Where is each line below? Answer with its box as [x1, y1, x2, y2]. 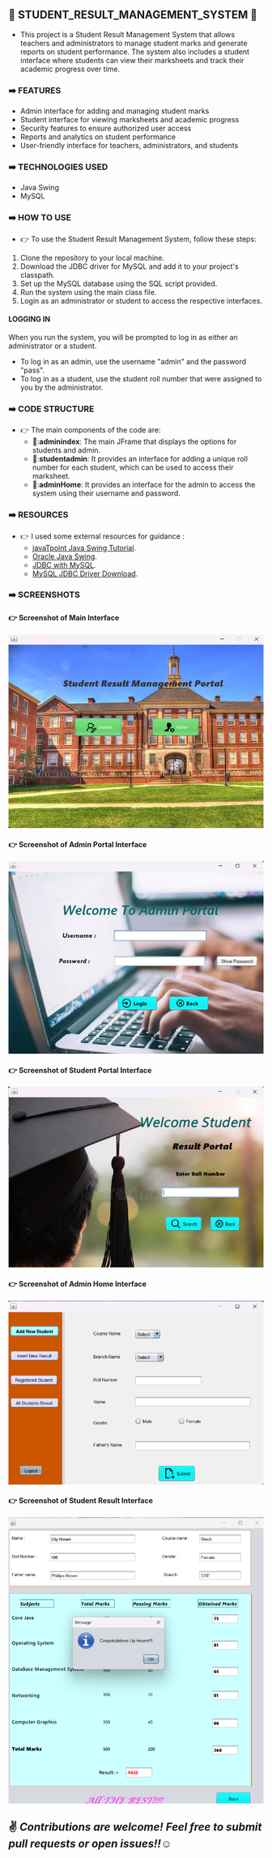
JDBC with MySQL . [32, 560, 96, 569]
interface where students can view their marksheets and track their [19, 55, 244, 65]
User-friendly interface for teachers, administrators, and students [19, 141, 239, 151]
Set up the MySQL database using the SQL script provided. [19, 279, 218, 288]
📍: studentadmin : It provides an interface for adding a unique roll [32, 454, 249, 464]
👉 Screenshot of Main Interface [8, 613, 120, 623]
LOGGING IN [8, 314, 51, 324]
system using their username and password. [32, 488, 181, 498]
